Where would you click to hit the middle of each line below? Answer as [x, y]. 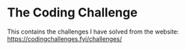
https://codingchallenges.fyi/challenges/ [65, 38]
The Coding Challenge [72, 13]
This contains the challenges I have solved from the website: [93, 32]
